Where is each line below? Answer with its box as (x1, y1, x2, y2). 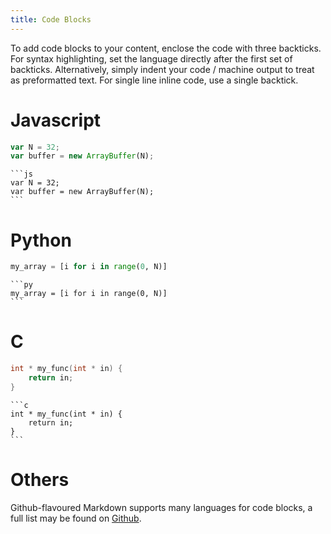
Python (10, 229, 72, 251)
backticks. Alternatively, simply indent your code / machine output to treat (10, 63, 315, 75)
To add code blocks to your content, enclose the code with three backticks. (10, 42, 322, 54)
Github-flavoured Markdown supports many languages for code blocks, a (10, 501, 313, 513)
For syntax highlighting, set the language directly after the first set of (10, 52, 293, 65)
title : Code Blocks (10, 14, 92, 25)
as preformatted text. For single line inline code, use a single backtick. (10, 74, 299, 86)
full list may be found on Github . (10, 512, 142, 524)
